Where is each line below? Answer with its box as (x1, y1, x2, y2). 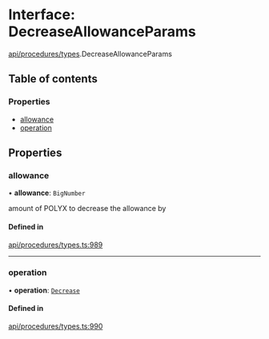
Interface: (8, 6, 76, 24)
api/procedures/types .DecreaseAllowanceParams (8, 49, 172, 58)
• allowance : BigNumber (8, 188, 86, 197)
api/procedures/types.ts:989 (8, 240, 103, 249)
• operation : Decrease (8, 285, 80, 295)
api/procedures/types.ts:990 (8, 321, 103, 331)
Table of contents (8, 72, 98, 86)
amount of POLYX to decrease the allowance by (8, 204, 167, 213)
